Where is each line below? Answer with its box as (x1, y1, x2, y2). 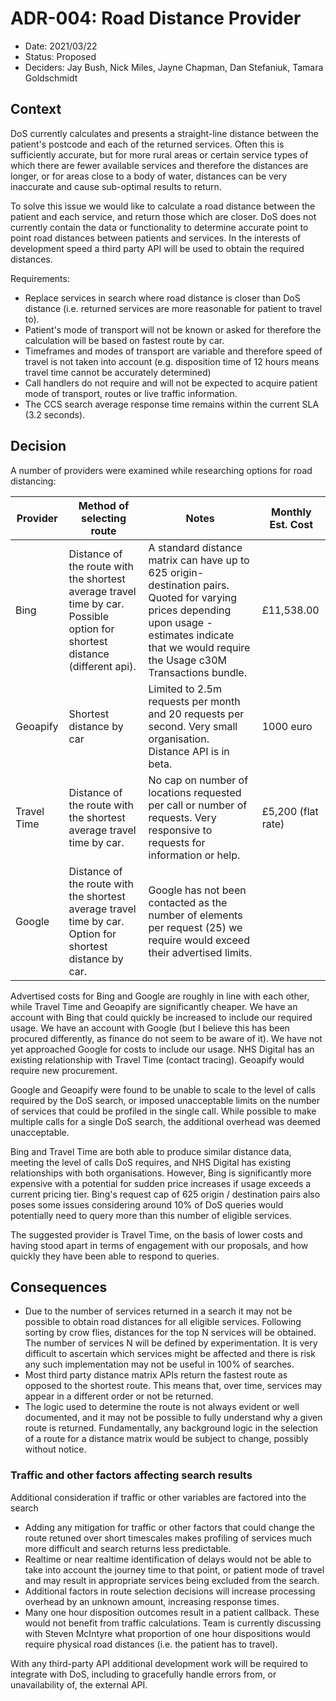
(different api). (68, 659, 137, 673)
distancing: (10, 475, 57, 487)
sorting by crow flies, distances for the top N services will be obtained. (24, 1327, 317, 1339)
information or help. (148, 848, 241, 862)
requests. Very (148, 810, 217, 824)
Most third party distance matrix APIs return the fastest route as (24, 1369, 288, 1381)
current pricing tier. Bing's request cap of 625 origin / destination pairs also (10, 1188, 321, 1200)
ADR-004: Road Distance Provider (10, 7, 302, 30)
